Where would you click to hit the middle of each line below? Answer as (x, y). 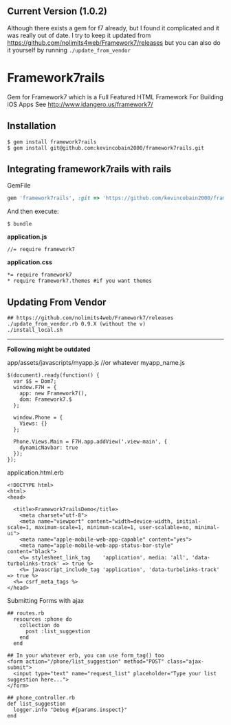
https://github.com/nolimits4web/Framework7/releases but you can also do (114, 42)
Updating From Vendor (57, 302)
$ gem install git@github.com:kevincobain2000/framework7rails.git (106, 148)
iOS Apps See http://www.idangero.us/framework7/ (80, 104)
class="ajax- (186, 662)
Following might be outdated (49, 349)
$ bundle (20, 224)
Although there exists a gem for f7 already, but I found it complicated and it (113, 28)
